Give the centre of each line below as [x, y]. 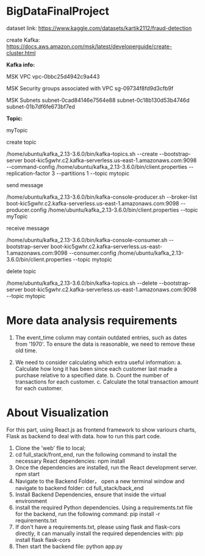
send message [25, 185]
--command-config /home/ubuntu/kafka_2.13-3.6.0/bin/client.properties [97, 166]
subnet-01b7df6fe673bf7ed [41, 106]
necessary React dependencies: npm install [70, 461]
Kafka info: [21, 65]
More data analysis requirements [92, 321]
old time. [26, 350]
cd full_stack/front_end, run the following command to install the [96, 454]
